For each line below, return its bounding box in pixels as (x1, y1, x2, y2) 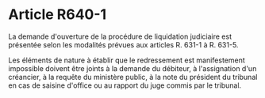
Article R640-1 (8, 6, 107, 24)
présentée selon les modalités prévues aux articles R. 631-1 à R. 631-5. (8, 40, 239, 49)
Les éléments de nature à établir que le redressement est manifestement (8, 55, 246, 65)
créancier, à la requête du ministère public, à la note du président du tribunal (8, 72, 258, 81)
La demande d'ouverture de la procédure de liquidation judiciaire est (8, 32, 232, 41)
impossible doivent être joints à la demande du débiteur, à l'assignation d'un (8, 63, 257, 73)
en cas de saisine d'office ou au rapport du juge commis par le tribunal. (8, 81, 242, 90)
